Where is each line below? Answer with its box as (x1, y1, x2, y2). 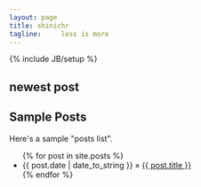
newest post (9, 79, 80, 94)
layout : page (9, 12, 58, 22)
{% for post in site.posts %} (21, 150, 125, 160)
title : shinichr (9, 21, 69, 30)
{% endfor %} (21, 169, 74, 180)
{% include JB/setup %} (9, 54, 98, 65)
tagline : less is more (9, 29, 109, 38)
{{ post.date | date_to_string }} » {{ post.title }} (21, 160, 192, 170)
